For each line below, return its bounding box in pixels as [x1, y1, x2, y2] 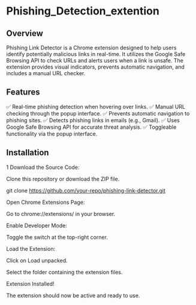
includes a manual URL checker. [6, 70, 86, 76]
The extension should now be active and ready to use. [6, 292, 140, 299]
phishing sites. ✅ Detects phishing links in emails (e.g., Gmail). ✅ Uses [6, 116, 180, 124]
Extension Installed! [6, 280, 55, 287]
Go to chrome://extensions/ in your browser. [6, 210, 116, 217]
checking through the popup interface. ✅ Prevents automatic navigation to [6, 109, 190, 117]
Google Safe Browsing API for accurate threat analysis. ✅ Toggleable [6, 123, 177, 131]
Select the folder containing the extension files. [6, 268, 123, 276]
